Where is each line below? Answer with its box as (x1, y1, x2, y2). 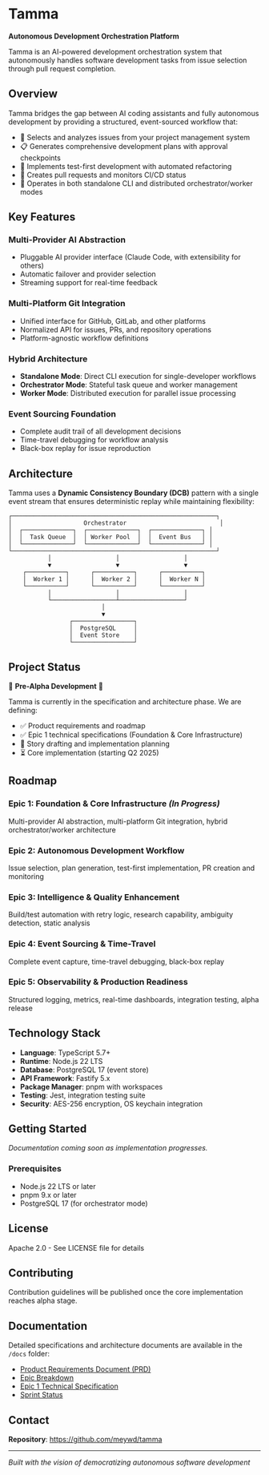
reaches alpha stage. (8, 1296, 78, 1306)
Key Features (8, 210, 76, 224)
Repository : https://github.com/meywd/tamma (8, 1435, 163, 1444)
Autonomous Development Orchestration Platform (8, 31, 180, 41)
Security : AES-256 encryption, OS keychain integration (19, 1098, 203, 1108)
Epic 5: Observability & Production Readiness (8, 977, 188, 988)
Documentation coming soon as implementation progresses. (8, 1143, 208, 1153)
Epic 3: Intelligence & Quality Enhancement (8, 891, 180, 902)
